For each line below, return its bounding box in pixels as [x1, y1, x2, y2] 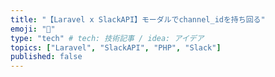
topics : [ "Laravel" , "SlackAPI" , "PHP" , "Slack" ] [10, 42, 222, 53]
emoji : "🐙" [10, 24, 56, 34]
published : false [10, 52, 83, 62]
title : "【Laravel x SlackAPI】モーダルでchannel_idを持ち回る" [10, 14, 266, 25]
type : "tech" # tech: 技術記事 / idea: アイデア [10, 33, 205, 43]
